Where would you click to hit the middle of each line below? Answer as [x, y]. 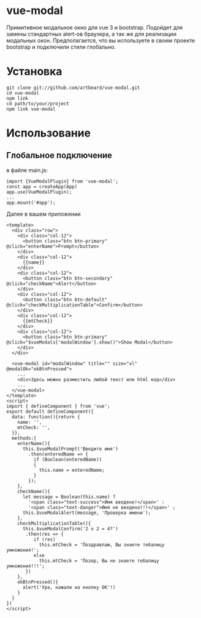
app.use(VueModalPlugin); [39, 192]
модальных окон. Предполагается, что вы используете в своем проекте [101, 40]
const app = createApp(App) [42, 186]
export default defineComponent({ [50, 412]
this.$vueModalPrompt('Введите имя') [70, 449]
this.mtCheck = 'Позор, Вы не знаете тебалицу [99, 561]
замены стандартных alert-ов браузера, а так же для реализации [91, 33]
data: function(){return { [46, 417]
